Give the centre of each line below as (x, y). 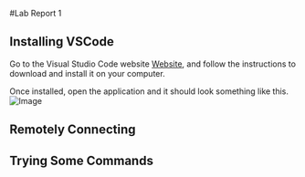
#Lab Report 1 (36, 13)
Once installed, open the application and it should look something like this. (149, 91)
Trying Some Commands (81, 160)
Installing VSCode (62, 42)
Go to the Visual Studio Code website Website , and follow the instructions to (153, 64)
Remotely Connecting (73, 130)
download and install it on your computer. (88, 73)
